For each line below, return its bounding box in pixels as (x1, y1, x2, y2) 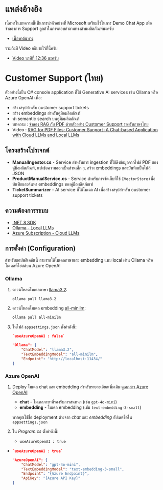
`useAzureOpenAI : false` (12, 334, 65, 339)
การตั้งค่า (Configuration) (5, 244, 76, 252)
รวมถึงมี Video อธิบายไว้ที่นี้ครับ (5, 45, 58, 51)
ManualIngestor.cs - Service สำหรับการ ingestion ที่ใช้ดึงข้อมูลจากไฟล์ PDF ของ (12, 159, 158, 165)
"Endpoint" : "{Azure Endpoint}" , (21, 471, 90, 476)
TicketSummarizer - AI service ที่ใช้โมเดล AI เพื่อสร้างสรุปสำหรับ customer (12, 186, 151, 192)
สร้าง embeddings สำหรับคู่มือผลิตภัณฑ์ (12, 110, 81, 116)
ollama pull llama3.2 (12, 296, 56, 301)
